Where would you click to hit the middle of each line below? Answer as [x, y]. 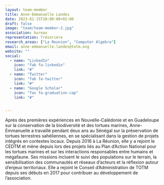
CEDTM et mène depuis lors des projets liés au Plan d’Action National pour [81, 146]
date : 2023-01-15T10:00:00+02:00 [40, 19]
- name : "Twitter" [29, 74]
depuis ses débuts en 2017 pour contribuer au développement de [72, 173]
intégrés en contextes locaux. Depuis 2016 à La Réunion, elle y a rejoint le [80, 141]
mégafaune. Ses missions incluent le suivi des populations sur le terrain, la [81, 157]
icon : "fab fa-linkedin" [40, 65]
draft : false [19, 24]
